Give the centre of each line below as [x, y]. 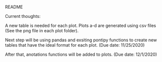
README [14, 7]
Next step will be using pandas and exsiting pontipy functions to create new [81, 40]
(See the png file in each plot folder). [42, 31]
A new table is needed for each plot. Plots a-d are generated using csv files [81, 25]
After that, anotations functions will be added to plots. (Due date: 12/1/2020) [81, 54]
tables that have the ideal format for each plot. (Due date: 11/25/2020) [75, 45]
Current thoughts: [23, 16]
